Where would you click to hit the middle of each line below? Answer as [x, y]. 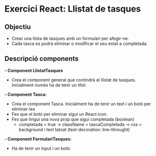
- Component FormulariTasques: [38, 139]
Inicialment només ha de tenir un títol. [49, 85]
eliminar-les [23, 109]
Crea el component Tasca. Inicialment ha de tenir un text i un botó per [81, 104]
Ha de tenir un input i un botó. [41, 148]
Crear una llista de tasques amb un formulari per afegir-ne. [70, 38]
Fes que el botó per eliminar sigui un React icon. [60, 114]
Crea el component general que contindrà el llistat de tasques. [74, 80]
